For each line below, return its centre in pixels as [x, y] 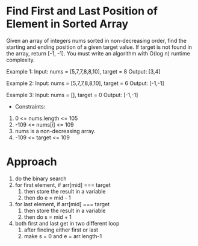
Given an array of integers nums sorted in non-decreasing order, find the [97, 40]
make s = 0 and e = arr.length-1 [63, 236]
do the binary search [41, 178]
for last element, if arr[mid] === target [62, 204]
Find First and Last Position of [82, 11]
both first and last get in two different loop [67, 223]
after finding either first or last [61, 230]
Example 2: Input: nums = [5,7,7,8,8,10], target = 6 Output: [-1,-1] [85, 83]
